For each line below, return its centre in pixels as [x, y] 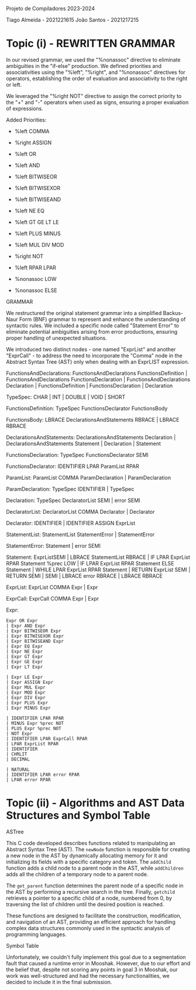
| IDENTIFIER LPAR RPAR [35, 718]
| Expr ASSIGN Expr [30, 682]
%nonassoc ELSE [36, 290]
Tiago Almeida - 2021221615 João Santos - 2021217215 [73, 20]
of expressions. [25, 109]
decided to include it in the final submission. [59, 982]
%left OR [25, 154]
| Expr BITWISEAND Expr [35, 641]
